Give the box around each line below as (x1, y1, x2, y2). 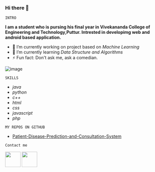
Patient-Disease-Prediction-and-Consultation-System (12, 133, 122, 139)
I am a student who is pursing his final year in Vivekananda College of (5, 24, 151, 30)
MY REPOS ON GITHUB (5, 125, 45, 130)
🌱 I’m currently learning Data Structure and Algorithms (12, 49, 123, 55)
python (12, 89, 27, 95)
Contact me (5, 143, 28, 148)
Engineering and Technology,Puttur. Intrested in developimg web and (5, 29, 150, 35)
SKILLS (5, 75, 19, 80)
